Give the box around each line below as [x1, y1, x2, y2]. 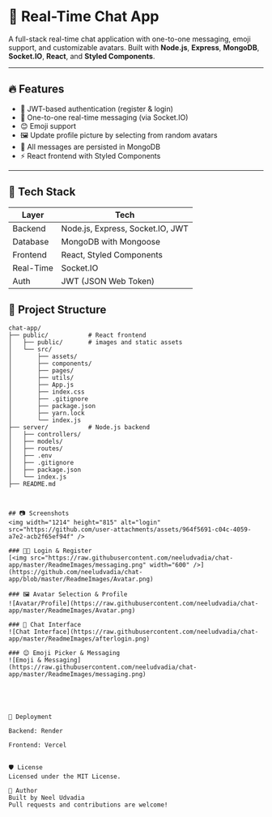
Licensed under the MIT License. [8, 772, 121, 781]
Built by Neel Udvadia [8, 794, 85, 802]
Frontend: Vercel [8, 741, 67, 750]
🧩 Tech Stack [8, 185, 76, 199]
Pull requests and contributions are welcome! [8, 801, 168, 809]
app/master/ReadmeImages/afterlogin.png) [8, 635, 151, 643]
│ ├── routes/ [8, 445, 63, 453]
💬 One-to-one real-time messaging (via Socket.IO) [19, 113, 189, 122]
